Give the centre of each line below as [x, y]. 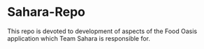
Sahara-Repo [46, 12]
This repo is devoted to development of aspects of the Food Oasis [102, 31]
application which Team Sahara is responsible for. [79, 38]
